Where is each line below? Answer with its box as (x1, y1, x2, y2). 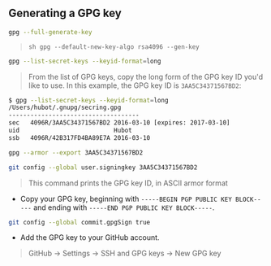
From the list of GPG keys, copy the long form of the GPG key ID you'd (28, 72, 264, 81)
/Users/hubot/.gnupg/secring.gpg (8, 103, 122, 112)
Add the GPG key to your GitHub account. (19, 233, 160, 242)
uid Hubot (8, 126, 132, 135)
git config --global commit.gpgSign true (8, 218, 151, 226)
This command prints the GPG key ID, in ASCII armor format (28, 178, 229, 188)
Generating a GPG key (8, 7, 122, 20)
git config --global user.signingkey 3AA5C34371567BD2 (8, 163, 198, 172)
